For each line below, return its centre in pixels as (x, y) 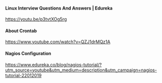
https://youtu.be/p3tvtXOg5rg (36, 19)
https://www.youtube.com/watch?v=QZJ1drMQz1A (58, 42)
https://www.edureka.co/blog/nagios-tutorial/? (54, 64)
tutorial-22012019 (23, 75)
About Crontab (21, 31)
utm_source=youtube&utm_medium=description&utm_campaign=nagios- (81, 70)
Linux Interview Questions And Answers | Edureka (59, 8)
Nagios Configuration (28, 53)
